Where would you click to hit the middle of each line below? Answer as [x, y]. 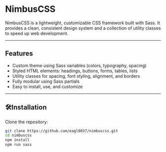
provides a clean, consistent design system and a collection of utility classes [83, 28]
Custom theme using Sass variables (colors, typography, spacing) [79, 65]
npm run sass [19, 145]
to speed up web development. [37, 33]
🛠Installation [26, 107]
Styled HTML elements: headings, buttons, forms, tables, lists [75, 71]
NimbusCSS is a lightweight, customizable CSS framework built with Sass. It [83, 23]
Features [19, 54]
